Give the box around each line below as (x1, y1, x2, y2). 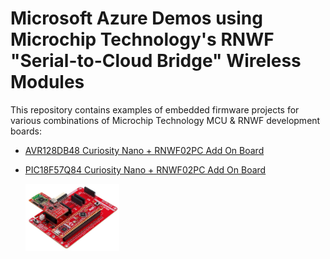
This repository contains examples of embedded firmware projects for (10, 103, 300, 116)
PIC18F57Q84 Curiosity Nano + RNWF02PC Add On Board (24, 163, 267, 176)
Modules (10, 71, 85, 94)
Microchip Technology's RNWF (10, 28, 275, 51)
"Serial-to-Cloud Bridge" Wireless (10, 50, 302, 72)
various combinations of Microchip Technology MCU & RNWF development (10, 114, 321, 126)
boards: (10, 125, 42, 137)
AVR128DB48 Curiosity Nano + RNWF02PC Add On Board (24, 144, 265, 156)
